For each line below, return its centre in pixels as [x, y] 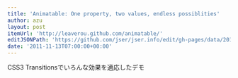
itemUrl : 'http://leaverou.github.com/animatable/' [85, 33]
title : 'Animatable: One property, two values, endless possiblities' [114, 14]
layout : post [27, 27]
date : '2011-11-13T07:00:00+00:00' [60, 46]
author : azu [25, 20]
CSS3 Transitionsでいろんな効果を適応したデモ [76, 67]
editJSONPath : [28, 40]
